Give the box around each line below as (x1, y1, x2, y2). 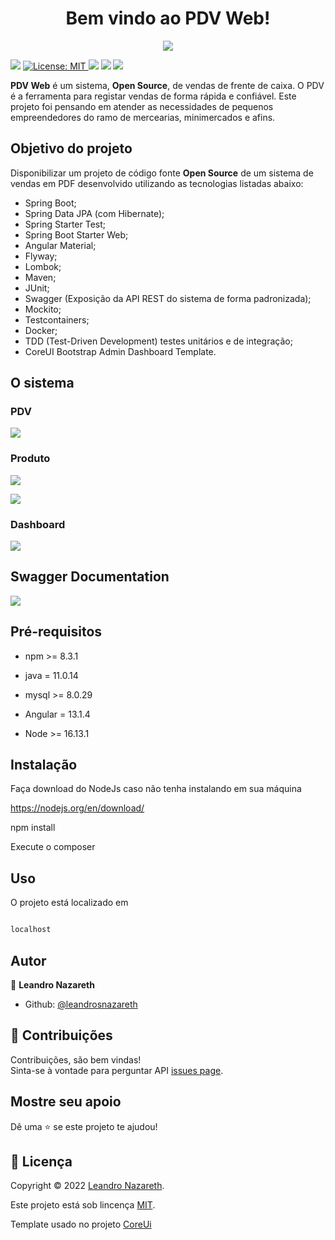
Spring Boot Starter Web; (24, 228, 129, 241)
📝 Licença (10, 1153, 73, 1170)
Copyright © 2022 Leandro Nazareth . (10, 1180, 165, 1192)
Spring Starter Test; (24, 218, 107, 230)
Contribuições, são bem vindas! (10, 1053, 142, 1066)
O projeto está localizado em (10, 897, 129, 909)
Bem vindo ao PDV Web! (65, 7, 271, 30)
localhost (10, 925, 52, 935)
